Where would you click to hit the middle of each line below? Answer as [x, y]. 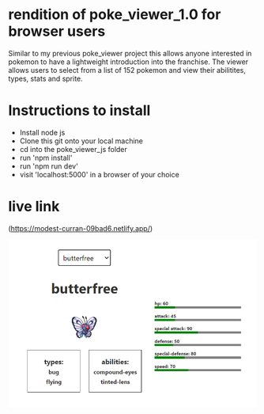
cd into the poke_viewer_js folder [74, 149]
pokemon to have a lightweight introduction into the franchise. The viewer [128, 62]
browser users [57, 31]
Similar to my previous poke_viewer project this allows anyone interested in [130, 53]
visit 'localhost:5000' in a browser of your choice [99, 174]
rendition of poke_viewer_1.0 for [115, 15]
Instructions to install [79, 110]
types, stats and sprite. [45, 78]
